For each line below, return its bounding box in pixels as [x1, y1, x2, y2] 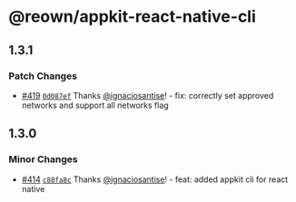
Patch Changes [8, 70, 78, 82]
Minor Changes [8, 153, 78, 166]
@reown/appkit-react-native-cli [8, 6, 256, 27]
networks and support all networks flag [21, 100, 169, 111]
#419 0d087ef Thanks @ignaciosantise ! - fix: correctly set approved [21, 90, 274, 101]
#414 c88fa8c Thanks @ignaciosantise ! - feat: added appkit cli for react [21, 174, 289, 185]
